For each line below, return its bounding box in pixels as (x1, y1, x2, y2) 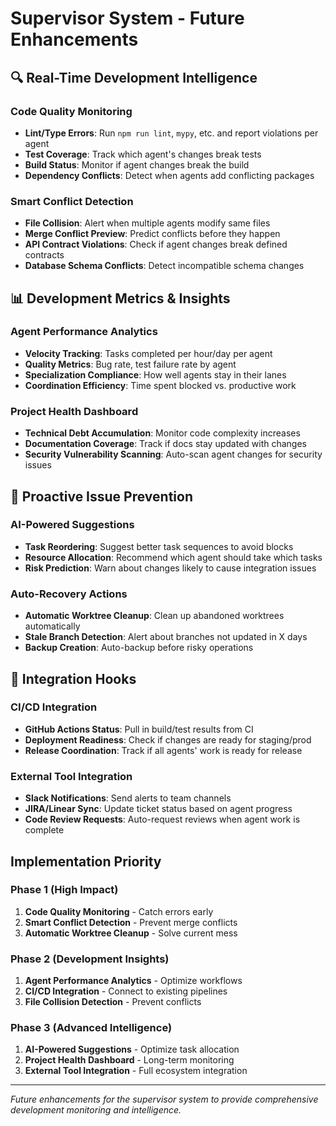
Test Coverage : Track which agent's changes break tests (24, 148, 262, 160)
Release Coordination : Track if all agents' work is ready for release (24, 744, 303, 756)
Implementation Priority (10, 853, 162, 870)
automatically (24, 620, 81, 632)
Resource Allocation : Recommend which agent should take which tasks (24, 551, 323, 563)
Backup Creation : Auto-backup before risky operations (24, 642, 254, 654)
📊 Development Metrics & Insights (10, 290, 231, 307)
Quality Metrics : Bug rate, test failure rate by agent (24, 358, 237, 370)
